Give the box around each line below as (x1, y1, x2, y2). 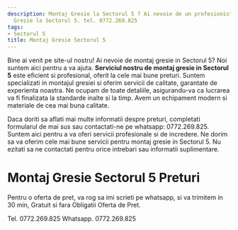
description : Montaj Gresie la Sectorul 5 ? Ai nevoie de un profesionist (7, 10, 233, 18)
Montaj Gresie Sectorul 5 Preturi (7, 170, 200, 186)
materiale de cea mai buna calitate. (7, 101, 110, 110)
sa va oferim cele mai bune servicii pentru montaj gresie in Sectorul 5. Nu (7, 137, 222, 146)
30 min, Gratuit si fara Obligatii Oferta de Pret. (7, 201, 142, 209)
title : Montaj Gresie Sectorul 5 (7, 37, 106, 44)
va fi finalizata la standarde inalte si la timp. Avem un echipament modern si (7, 93, 228, 103)
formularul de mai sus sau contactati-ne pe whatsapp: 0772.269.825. (7, 122, 210, 131)
